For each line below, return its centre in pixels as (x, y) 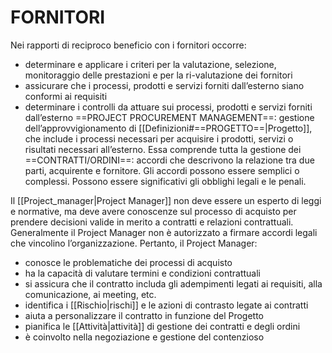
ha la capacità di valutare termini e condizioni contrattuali (142, 273)
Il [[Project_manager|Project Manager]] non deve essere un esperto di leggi (166, 200)
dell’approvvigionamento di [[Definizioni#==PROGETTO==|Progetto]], (168, 128)
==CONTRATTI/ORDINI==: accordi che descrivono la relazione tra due (169, 160)
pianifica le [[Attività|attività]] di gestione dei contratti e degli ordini (162, 326)
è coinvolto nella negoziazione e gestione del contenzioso (144, 337)
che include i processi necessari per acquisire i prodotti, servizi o (159, 138)
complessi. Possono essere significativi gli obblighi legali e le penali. (165, 181)
